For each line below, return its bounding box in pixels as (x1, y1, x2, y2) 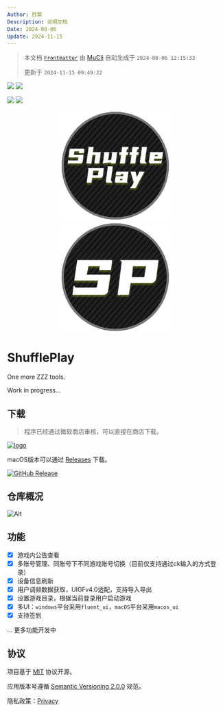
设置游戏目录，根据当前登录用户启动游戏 (16, 594, 132, 602)
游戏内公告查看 (16, 551, 60, 559)
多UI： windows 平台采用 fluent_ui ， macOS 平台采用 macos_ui (16, 603, 179, 611)
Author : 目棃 (7, 11, 43, 18)
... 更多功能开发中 (7, 626, 57, 634)
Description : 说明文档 (7, 18, 68, 25)
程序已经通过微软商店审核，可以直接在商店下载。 (23, 428, 163, 435)
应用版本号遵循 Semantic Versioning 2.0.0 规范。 (7, 682, 145, 690)
